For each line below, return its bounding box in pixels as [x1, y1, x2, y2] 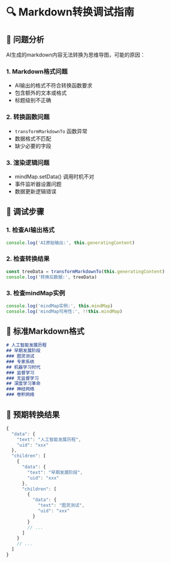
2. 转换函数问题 [6, 113, 50, 121]
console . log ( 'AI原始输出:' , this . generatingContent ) [6, 240, 135, 246]
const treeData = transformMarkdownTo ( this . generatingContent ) [6, 268, 165, 275]
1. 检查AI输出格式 [6, 226, 55, 234]
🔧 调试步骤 [6, 207, 44, 217]
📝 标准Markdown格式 [6, 326, 84, 336]
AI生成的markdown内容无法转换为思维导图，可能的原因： [6, 51, 146, 58]
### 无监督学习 [6, 375, 40, 381]
